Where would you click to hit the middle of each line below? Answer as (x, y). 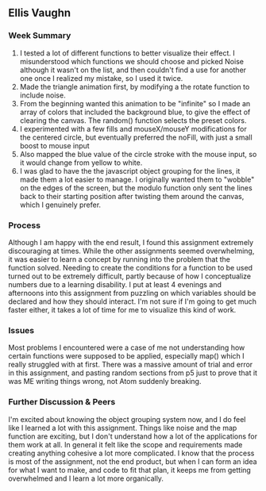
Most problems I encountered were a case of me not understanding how (127, 347)
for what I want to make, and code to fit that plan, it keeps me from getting (130, 470)
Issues (21, 330)
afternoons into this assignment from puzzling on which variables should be (132, 293)
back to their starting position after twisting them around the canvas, (132, 196)
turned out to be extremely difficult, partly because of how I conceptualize (130, 276)
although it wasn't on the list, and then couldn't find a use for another (133, 70)
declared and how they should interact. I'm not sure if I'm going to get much (132, 301)
